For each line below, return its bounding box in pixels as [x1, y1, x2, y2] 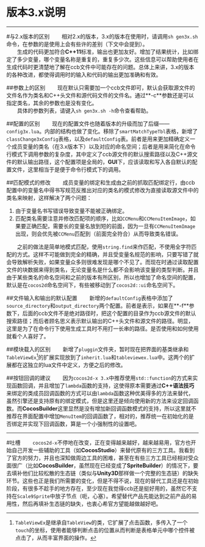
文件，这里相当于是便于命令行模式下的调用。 [11, 166, 124, 173]
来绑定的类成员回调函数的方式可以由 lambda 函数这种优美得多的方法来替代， [6, 389, 194, 396]
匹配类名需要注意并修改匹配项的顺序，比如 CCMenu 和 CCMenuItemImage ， [15, 215, 191, 222]
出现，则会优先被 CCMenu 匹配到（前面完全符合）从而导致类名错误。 [15, 230, 182, 237]
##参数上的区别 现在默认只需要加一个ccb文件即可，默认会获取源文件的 [6, 84, 195, 91]
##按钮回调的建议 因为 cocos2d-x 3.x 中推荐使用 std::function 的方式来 [6, 374, 193, 381]
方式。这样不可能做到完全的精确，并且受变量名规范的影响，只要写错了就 [16, 250, 199, 258]
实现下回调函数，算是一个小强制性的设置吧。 [27, 420, 140, 427]
